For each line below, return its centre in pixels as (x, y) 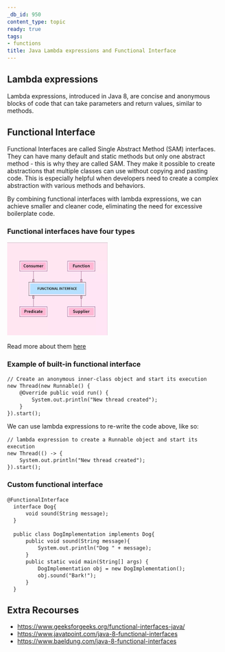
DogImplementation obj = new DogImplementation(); (111, 568)
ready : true (24, 29)
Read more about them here (47, 346)
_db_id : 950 (24, 14)
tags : (15, 36)
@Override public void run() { (64, 393)
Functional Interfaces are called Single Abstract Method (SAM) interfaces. (111, 149)
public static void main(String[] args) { (87, 562)
